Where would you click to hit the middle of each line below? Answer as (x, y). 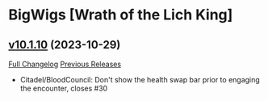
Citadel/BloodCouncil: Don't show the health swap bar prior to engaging (140, 80)
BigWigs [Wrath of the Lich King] (121, 15)
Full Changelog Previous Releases (65, 64)
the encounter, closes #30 (64, 88)
